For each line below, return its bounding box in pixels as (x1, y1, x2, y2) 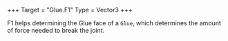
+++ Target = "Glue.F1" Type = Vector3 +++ (7, 6, 133, 14)
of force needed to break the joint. (7, 27, 105, 34)
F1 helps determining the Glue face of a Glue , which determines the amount (7, 19, 221, 27)
